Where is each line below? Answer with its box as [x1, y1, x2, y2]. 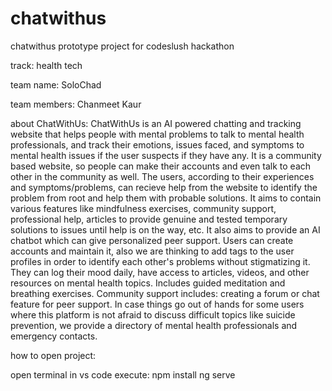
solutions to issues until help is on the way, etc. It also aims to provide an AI [10, 223, 321, 236]
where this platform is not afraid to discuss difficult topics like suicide [10, 308, 296, 321]
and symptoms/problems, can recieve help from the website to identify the [10, 181, 318, 193]
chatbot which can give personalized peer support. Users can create [10, 234, 294, 246]
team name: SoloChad [10, 78, 102, 91]
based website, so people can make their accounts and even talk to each [10, 160, 312, 172]
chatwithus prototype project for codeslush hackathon [10, 40, 235, 52]
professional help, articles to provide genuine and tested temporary [10, 213, 288, 225]
